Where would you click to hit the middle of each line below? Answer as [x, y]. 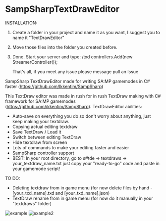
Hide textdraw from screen [40, 142]
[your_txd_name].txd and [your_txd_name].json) [61, 193]
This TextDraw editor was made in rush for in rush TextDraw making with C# [83, 96]
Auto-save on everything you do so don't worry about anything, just [82, 116]
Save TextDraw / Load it [37, 132]
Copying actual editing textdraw [45, 127]
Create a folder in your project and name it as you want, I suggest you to [86, 32]
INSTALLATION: [21, 23]
